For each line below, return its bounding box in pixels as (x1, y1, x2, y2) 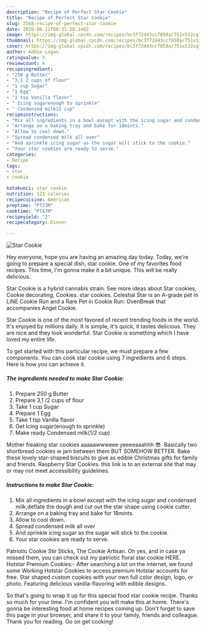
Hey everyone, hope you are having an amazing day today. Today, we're (6, 254, 189, 261)
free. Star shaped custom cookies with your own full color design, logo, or (6, 573, 194, 581)
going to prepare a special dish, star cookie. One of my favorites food (6, 260, 182, 267)
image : (6, 32, 23, 38)
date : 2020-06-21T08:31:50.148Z (6, 26, 89, 32)
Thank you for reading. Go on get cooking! (6, 618, 114, 625)
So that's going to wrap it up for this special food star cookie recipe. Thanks (6, 592, 198, 599)
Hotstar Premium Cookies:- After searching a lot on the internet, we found (6, 561, 193, 568)
